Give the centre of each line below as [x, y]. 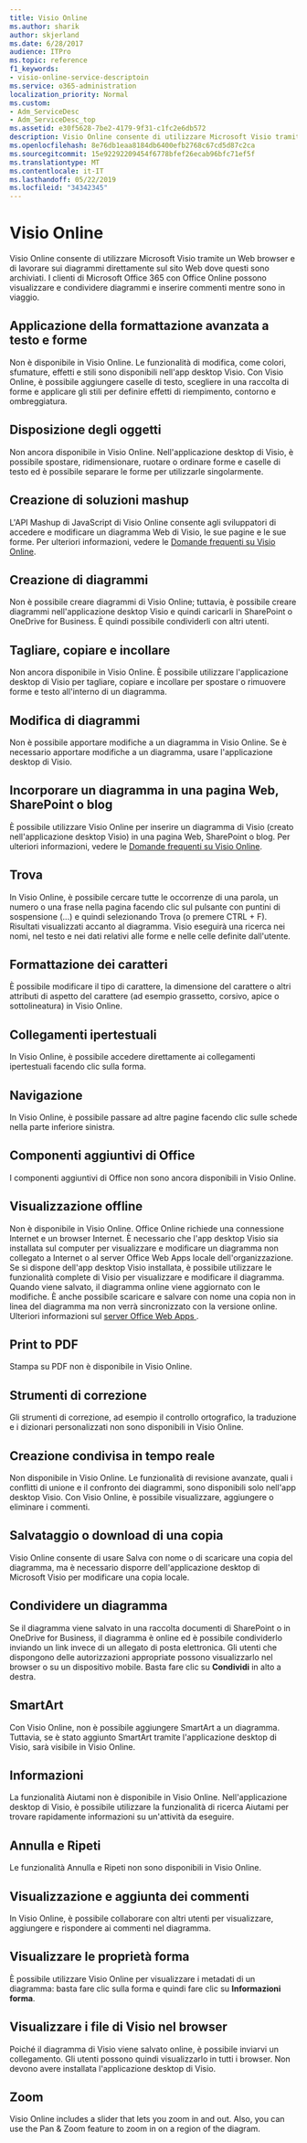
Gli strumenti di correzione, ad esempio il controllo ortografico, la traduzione [153, 1417]
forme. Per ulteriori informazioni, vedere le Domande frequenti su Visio [143, 541]
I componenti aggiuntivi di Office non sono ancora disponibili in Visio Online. [153, 1178]
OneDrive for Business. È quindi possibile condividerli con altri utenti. [139, 622]
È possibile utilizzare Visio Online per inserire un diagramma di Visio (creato [152, 826]
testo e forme [48, 341]
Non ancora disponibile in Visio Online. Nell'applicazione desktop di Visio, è [152, 452]
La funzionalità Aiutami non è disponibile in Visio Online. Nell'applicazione [148, 1797]
